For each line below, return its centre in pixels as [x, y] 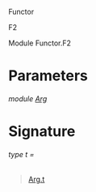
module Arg [28, 98]
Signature [42, 131]
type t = [21, 154]
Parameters [48, 76]
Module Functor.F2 [40, 43]
